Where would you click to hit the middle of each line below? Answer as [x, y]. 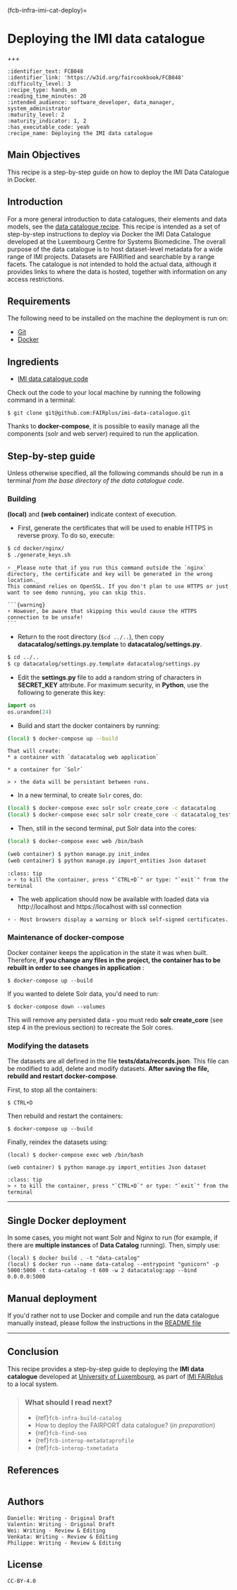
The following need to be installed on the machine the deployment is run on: [118, 319]
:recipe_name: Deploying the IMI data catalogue [80, 133]
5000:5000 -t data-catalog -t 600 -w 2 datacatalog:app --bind [102, 1271]
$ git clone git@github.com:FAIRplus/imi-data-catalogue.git [99, 413]
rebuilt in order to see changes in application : [76, 968]
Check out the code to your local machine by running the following [104, 393]
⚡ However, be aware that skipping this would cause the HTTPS [102, 612]
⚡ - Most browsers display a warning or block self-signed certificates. [118, 920]
